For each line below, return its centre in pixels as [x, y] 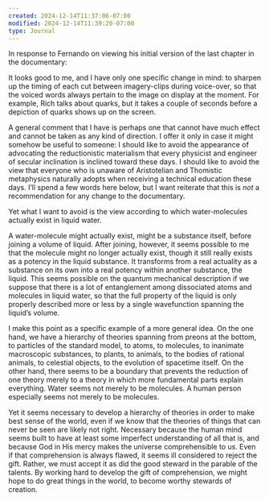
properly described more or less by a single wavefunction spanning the [126, 304]
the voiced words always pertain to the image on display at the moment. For [134, 95]
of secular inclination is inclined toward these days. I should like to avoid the [134, 162]
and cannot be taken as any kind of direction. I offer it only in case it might [131, 136]
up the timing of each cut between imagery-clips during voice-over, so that [132, 86]
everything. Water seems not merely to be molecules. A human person [125, 388]
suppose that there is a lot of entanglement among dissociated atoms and [130, 288]
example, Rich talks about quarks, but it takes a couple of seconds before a [133, 104]
